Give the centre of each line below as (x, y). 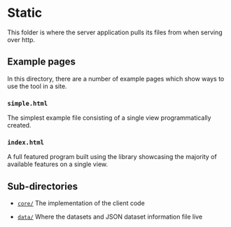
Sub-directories (43, 186)
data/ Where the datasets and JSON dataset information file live (110, 217)
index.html (26, 142)
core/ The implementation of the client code (81, 203)
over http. (21, 39)
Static (25, 13)
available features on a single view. (58, 164)
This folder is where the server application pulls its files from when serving (115, 32)
